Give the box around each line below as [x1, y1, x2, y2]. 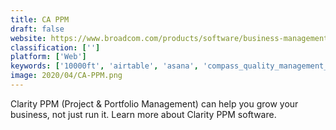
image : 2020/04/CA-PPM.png [10, 71, 123, 81]
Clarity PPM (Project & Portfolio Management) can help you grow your [10, 97, 299, 110]
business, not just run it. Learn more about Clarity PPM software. [10, 108, 277, 120]
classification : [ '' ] [10, 42, 101, 53]
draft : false [10, 24, 65, 34]
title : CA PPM [10, 14, 70, 25]
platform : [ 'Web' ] [10, 52, 87, 62]
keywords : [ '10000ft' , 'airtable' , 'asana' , [10, 61, 199, 71]
